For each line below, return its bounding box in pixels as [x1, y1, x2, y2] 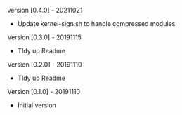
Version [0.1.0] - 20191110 [7, 88, 81, 95]
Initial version [17, 101, 56, 109]
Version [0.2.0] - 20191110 [7, 60, 82, 69]
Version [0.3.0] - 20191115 [7, 33, 82, 41]
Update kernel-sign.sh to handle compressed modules [17, 20, 176, 27]
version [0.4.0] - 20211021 [7, 6, 83, 14]
